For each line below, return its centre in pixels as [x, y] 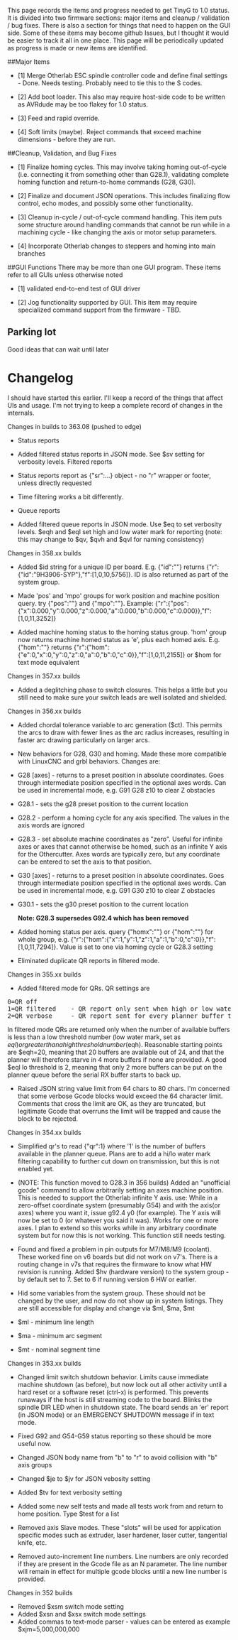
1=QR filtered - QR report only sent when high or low [110, 1009]
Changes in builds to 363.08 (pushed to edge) [74, 426]
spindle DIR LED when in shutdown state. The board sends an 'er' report [123, 1407]
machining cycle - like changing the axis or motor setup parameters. [117, 232]
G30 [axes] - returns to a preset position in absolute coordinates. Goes [121, 875]
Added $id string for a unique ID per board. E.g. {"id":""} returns [111, 567]
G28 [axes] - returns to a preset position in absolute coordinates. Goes [121, 775]
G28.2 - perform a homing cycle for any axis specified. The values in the [123, 818]
